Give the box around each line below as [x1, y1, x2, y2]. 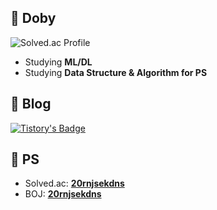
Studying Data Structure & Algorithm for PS [24, 66, 208, 78]
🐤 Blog [10, 96, 52, 113]
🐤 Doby [10, 10, 57, 27]
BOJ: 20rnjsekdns [24, 188, 102, 200]
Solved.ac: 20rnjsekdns [24, 177, 125, 190]
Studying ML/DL [24, 56, 93, 68]
